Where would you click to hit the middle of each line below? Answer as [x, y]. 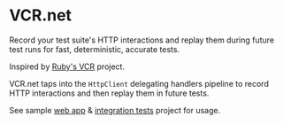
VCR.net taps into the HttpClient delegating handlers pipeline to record [139, 83]
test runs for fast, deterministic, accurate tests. [94, 49]
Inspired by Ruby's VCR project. [67, 66]
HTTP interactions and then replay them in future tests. [109, 93]
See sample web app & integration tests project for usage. [115, 110]
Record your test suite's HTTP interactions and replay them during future [142, 40]
